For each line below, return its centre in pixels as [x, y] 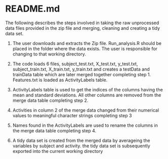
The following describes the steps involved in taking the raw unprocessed [82, 23]
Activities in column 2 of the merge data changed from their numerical [86, 110]
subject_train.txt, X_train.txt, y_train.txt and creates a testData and [81, 69]
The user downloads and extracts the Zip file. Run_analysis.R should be [87, 43]
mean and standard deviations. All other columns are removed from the [87, 95]
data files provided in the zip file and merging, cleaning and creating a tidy [83, 28]
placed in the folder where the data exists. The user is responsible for [85, 48]
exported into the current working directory [58, 151]
